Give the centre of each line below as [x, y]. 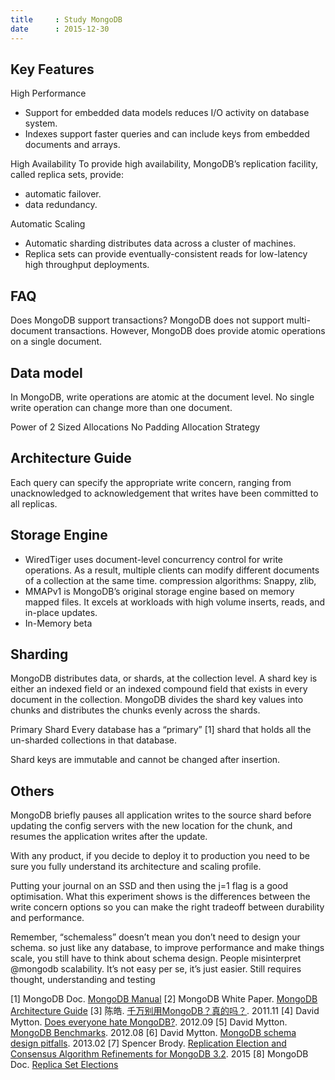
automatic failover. [63, 194]
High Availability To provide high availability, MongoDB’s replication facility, [164, 164]
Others [32, 791]
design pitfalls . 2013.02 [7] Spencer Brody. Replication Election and [148, 1043]
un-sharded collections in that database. [94, 740]
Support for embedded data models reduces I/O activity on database [167, 113]
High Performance [48, 93]
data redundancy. [61, 205]
